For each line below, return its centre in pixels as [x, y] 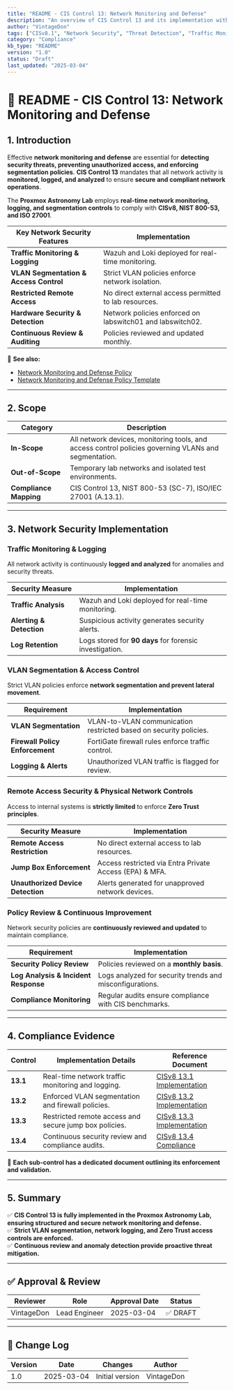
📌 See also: [24, 359]
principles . [23, 814]
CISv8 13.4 [175, 1136]
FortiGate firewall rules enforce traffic [149, 741]
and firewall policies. [76, 1105]
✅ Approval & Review [54, 1282]
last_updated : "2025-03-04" [48, 65]
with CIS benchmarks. [134, 1004]
